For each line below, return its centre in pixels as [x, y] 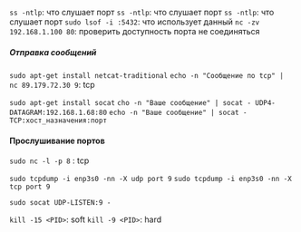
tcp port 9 [30, 187]
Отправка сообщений [53, 52]
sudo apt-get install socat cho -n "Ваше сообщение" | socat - [131, 102]
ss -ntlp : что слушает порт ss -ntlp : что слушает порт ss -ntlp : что [142, 12]
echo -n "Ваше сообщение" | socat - [178, 112]
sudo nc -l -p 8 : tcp [49, 160]
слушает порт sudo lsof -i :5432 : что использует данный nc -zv [135, 22]
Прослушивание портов [58, 140]
